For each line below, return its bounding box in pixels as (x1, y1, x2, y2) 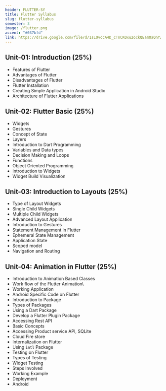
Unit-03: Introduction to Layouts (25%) (5, 187, 128, 196)
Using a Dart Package (12, 307, 57, 313)
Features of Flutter (12, 66, 50, 72)
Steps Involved (12, 365, 43, 371)
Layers (12, 136, 26, 142)
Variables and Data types (12, 147, 64, 153)
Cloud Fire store (12, 333, 45, 340)
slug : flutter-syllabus (5, 16, 54, 21)
